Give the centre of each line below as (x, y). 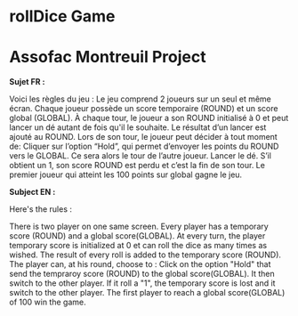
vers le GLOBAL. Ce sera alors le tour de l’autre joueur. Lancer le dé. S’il (140, 156)
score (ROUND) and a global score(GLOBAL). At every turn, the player (137, 236)
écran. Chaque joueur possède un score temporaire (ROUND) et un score (144, 109)
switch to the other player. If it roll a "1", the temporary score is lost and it (142, 283)
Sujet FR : (27, 82)
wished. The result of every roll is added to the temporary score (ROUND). (145, 255)
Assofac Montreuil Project (108, 57)
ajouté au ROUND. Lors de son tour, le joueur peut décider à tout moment (143, 137)
